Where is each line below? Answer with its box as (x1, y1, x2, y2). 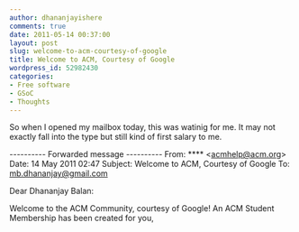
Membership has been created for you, (9, 213, 155, 224)
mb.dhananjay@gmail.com (9, 168, 108, 179)
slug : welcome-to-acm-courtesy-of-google (9, 47, 168, 56)
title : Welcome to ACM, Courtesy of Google (9, 55, 176, 64)
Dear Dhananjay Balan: (9, 186, 95, 197)
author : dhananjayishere (9, 13, 103, 23)
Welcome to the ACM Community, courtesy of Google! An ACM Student (9, 203, 275, 214)
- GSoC (9, 88, 34, 97)
